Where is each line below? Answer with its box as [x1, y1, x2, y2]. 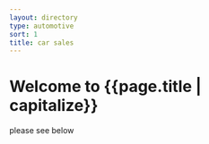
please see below [9, 125, 74, 136]
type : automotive [9, 21, 74, 30]
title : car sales [9, 38, 74, 47]
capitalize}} [9, 96, 99, 116]
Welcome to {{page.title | [9, 77, 202, 97]
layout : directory [9, 13, 78, 22]
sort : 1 [9, 30, 39, 38]
